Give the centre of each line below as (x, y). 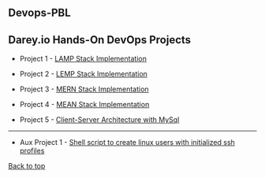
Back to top (27, 166)
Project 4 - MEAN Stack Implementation (84, 105)
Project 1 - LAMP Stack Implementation (83, 59)
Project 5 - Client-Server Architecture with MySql (99, 120)
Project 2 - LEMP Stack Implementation (84, 74)
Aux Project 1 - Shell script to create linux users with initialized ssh (127, 143)
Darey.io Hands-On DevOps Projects (100, 40)
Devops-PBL (39, 13)
